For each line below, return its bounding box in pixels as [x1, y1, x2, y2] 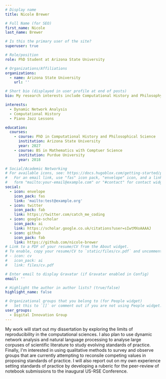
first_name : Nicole [5, 25, 45, 30]
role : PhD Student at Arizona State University [5, 57, 105, 62]
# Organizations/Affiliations [5, 66, 68, 71]
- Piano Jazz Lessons [9, 116, 54, 121]
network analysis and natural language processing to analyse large [5, 336, 142, 342]
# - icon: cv [5, 253, 32, 259]
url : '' [14, 80, 30, 85]
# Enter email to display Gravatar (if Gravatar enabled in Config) [5, 272, 149, 277]
